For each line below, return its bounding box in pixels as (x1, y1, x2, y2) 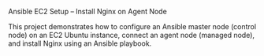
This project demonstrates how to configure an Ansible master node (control (8, 22, 257, 31)
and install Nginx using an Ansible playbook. (8, 39, 152, 48)
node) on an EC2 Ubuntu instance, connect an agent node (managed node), (8, 31, 255, 39)
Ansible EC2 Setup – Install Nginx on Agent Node (8, 7, 167, 16)
